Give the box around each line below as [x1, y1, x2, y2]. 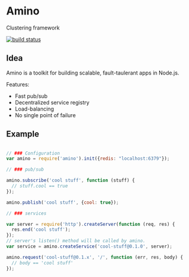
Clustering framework [6, 24, 60, 31]
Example [6, 129, 39, 139]
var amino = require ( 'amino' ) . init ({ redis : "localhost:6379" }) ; [6, 156, 170, 162]
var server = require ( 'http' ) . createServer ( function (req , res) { [6, 221, 175, 227]
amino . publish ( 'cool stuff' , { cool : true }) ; [6, 199, 119, 205]
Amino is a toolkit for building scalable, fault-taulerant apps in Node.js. [6, 69, 179, 76]
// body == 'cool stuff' [11, 260, 74, 266]
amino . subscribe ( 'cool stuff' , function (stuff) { [6, 177, 135, 184]
